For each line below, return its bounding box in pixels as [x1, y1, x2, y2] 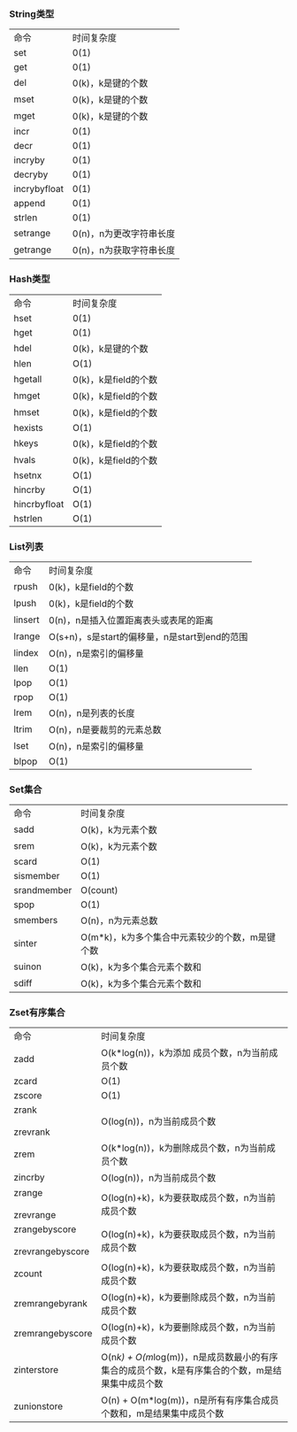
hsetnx [13, 469, 42, 481]
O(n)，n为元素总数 [80, 914, 158, 927]
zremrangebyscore [13, 1328, 93, 1340]
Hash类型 [9, 273, 50, 285]
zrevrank [13, 1126, 50, 1138]
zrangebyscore [13, 1223, 77, 1236]
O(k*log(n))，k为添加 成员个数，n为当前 [101, 1047, 270, 1059]
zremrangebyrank [13, 1297, 88, 1310]
